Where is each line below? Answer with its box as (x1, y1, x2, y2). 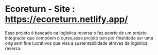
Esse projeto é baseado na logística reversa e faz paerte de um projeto (5, 30, 147, 36)
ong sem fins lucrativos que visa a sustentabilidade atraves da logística (5, 40, 148, 46)
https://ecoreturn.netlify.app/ (5, 14, 128, 25)
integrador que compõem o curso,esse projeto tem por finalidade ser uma (5, 35, 153, 41)
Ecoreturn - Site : (5, 3, 75, 15)
